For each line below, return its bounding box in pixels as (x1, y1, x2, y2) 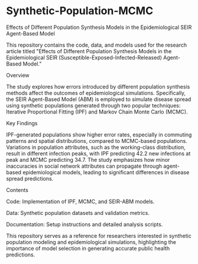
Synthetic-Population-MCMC (6, 4, 154, 18)
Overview (6, 71, 30, 79)
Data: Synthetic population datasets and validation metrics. (6, 209, 150, 216)
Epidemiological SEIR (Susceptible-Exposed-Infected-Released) (6, 54, 163, 61)
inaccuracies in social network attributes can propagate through (6, 162, 163, 170)
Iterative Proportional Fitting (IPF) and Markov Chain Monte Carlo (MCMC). (6, 108, 188, 115)
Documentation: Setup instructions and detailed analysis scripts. (6, 220, 163, 228)
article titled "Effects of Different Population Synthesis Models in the (6, 47, 172, 54)
